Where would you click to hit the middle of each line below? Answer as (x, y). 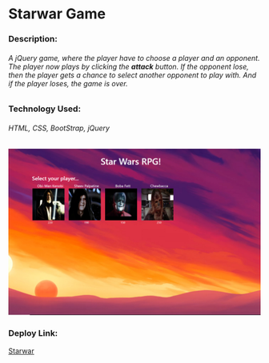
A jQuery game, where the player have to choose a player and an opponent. (134, 58)
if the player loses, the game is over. (68, 83)
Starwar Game (57, 14)
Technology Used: (45, 109)
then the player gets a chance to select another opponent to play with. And (132, 75)
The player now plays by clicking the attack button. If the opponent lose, (129, 66)
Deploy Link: (33, 333)
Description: (33, 39)
